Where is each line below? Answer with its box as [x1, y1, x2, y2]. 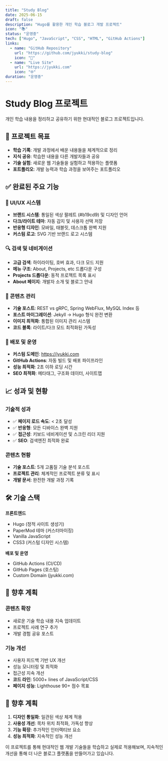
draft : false [5, 17, 33, 22]
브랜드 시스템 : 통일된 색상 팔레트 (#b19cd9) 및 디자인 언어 [12, 212, 128, 218]
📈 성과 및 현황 [5, 386, 48, 395]
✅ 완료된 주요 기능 [5, 182, 59, 191]
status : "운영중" [5, 31, 39, 36]
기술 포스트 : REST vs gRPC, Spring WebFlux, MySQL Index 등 [12, 305, 140, 311]
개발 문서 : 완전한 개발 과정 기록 [12, 477, 74, 483]
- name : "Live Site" [10, 60, 54, 65]
